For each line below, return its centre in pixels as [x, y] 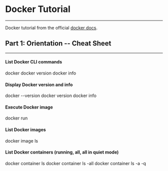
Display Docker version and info [39, 84]
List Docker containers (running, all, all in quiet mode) [62, 152]
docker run [16, 118]
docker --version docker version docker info [51, 95]
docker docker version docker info [41, 73]
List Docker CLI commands [34, 62]
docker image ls [22, 140]
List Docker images [25, 129]
